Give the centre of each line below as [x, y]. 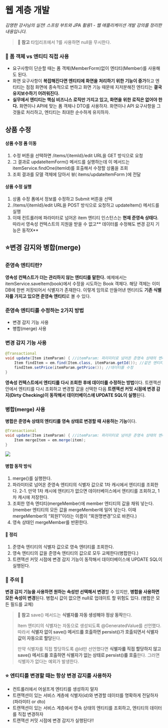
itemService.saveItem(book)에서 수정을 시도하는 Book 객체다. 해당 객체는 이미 [83, 283]
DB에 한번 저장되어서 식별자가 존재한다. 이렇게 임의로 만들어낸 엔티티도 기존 [79, 290]
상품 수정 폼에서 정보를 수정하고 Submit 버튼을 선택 [62, 199]
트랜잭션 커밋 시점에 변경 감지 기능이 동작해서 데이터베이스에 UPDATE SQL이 [87, 559]
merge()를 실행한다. [32, 478]
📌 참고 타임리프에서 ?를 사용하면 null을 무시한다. [64, 42]
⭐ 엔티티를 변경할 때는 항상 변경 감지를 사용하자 [58, 676]
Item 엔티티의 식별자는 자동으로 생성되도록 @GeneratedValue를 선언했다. [89, 626]
